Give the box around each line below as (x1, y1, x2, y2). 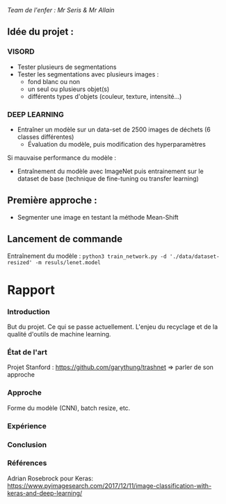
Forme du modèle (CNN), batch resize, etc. (7, 403, 131, 412)
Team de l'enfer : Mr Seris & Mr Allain (7, 6, 115, 14)
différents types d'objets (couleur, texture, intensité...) (27, 92, 182, 100)
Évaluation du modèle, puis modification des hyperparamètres (27, 140, 207, 148)
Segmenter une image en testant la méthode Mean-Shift (17, 213, 179, 221)
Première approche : (7, 195, 97, 206)
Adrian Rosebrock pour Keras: (7, 474, 94, 482)
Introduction (7, 307, 50, 316)
